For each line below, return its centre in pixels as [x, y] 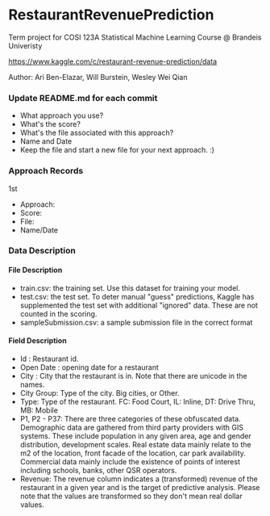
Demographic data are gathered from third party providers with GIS [132, 427]
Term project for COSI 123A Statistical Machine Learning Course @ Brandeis [135, 37]
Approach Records [46, 171]
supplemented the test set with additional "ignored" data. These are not [139, 305]
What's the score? [50, 124]
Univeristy [25, 45]
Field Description [37, 341]
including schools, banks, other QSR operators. [98, 470]
